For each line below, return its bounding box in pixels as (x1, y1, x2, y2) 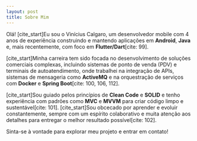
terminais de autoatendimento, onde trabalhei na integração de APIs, (6, 67, 174, 74)
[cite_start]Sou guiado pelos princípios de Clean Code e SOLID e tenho (6, 91, 180, 98)
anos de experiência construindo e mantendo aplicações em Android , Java (6, 37, 191, 44)
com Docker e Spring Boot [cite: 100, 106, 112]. (6, 79, 120, 86)
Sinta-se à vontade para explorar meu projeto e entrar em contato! (6, 128, 169, 135)
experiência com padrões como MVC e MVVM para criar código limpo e (6, 97, 184, 104)
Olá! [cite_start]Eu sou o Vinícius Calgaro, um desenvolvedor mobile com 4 (6, 30, 189, 37)
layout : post (6, 8, 39, 15)
